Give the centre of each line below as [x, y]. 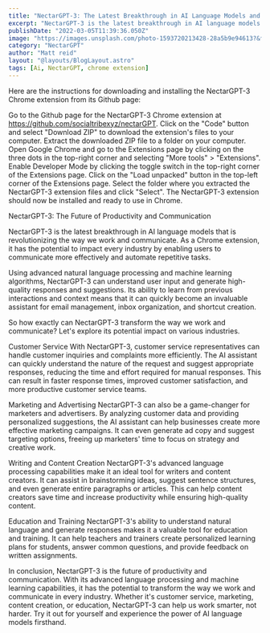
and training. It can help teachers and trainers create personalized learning [132, 538]
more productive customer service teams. [78, 389]
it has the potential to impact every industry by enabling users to [115, 248]
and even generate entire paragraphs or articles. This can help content [125, 488]
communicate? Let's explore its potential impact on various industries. [124, 331]
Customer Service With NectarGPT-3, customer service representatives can [134, 346]
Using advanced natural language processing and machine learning [120, 272]
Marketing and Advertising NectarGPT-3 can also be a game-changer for [129, 404]
